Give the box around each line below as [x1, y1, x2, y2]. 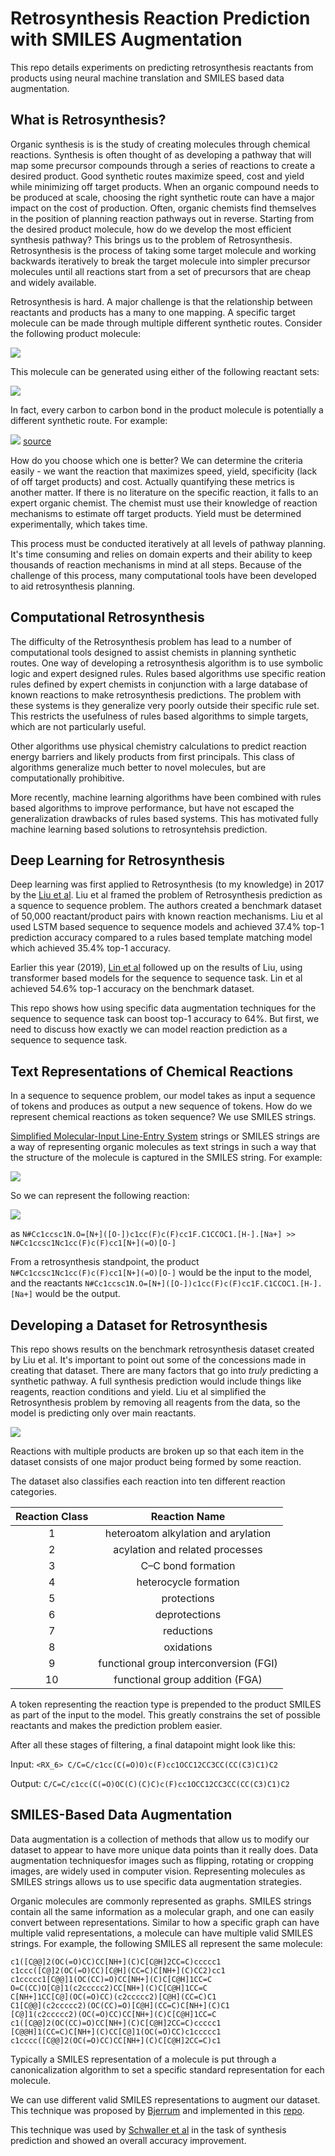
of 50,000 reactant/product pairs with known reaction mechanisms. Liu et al [10, 910, 323, 922]
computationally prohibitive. [10, 772, 125, 784]
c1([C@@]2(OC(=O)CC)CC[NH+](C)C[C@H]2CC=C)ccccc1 [10, 1957, 222, 1967]
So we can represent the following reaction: [10, 1190, 190, 1202]
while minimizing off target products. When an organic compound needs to [10, 180, 320, 192]
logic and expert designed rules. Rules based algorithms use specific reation [10, 667, 326, 679]
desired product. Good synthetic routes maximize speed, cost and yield [10, 170, 305, 182]
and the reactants [10, 1277, 83, 1289]
